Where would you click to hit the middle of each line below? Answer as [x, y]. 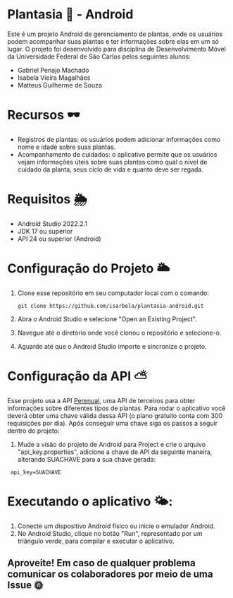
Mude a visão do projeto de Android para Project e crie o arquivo [112, 444]
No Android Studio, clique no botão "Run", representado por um [110, 533]
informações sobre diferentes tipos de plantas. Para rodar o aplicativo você [116, 408]
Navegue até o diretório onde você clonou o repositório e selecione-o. [119, 333]
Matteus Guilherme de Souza [59, 85]
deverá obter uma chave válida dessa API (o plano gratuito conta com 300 [115, 415]
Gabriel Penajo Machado [53, 70]
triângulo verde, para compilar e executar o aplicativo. [96, 541]
